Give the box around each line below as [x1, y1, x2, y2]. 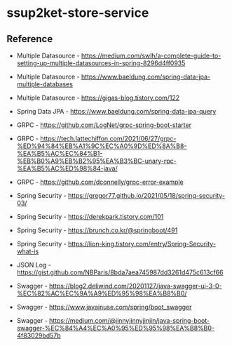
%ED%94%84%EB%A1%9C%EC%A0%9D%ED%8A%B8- [16, 142, 187, 150]
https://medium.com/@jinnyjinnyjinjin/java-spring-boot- [49, 317, 210, 324]
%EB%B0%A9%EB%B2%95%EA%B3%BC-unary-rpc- [16, 157, 177, 165]
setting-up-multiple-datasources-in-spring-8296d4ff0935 [16, 59, 186, 67]
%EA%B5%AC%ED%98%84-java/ [16, 164, 118, 173]
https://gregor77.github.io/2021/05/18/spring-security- [68, 192, 226, 199]
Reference [6, 33, 53, 45]
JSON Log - [16, 261, 52, 269]
